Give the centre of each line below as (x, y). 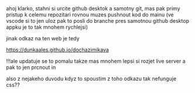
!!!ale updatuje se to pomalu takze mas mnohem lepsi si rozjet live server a (96, 61)
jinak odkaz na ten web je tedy (43, 38)
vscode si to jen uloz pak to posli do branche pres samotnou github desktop (97, 21)
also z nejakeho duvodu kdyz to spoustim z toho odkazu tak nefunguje (91, 79)
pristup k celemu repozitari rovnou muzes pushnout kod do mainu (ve (90, 15)
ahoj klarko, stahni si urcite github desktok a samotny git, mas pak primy (93, 8)
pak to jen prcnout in (31, 67)
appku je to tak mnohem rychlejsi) (47, 27)
